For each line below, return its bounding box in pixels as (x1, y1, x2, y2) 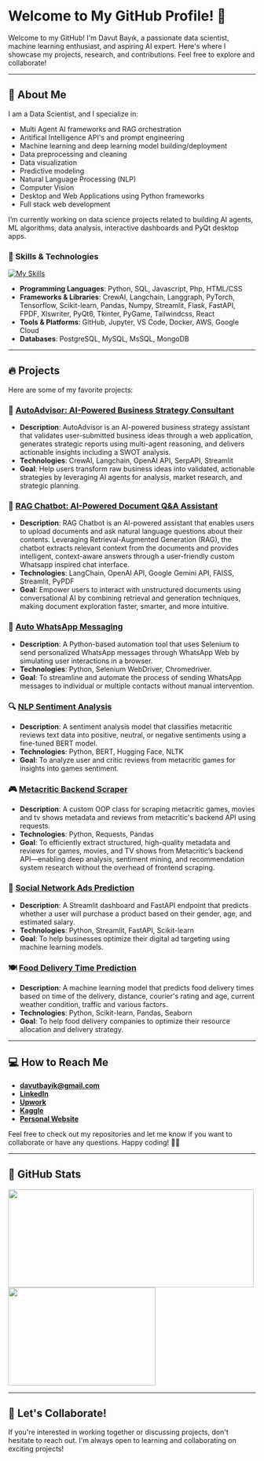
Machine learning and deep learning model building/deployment (19, 141, 228, 150)
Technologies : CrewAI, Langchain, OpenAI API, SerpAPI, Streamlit (19, 456, 234, 466)
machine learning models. (19, 942, 104, 951)
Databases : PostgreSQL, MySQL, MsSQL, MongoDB (19, 334, 190, 344)
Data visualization (19, 157, 78, 167)
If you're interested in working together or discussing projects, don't (8, 1427, 229, 1437)
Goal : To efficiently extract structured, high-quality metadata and (19, 838, 230, 848)
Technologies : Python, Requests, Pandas (19, 829, 155, 839)
